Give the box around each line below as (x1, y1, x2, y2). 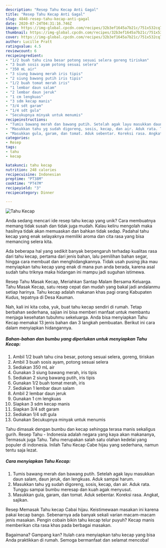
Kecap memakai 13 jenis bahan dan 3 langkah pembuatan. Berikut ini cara (5, 319, 155, 325)
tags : (5, 145, 17, 150)
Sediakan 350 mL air (12, 364, 55, 370)
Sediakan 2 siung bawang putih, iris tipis (12, 375, 95, 380)
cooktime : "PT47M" (5, 181, 43, 186)
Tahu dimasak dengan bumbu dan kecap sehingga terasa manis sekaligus (5, 426, 156, 432)
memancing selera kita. (5, 239, 53, 244)
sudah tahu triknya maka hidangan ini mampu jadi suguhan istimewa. (5, 269, 146, 275)
